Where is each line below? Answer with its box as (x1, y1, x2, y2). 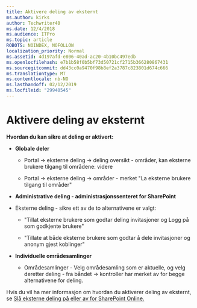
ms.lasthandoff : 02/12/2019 (6, 82, 77, 88)
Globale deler (14, 145, 50, 152)
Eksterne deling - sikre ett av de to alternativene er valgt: (14, 204, 157, 212)
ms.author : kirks (6, 14, 50, 20)
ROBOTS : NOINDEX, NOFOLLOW (6, 43, 74, 49)
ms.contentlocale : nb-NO (6, 76, 69, 82)
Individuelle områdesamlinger (14, 252, 92, 259)
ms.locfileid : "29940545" (6, 87, 71, 93)
